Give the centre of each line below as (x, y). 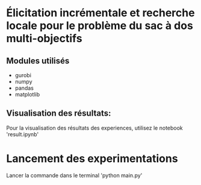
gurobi (23, 75)
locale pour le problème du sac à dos (100, 26)
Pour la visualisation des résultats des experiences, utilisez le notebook (95, 128)
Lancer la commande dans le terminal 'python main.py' (74, 175)
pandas (24, 88)
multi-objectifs (44, 39)
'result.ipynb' (23, 134)
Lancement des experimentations (92, 158)
